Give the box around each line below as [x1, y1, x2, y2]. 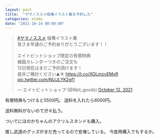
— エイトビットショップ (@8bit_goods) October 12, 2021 [17, 87, 133, 93]
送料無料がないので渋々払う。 [5, 108, 65, 114]
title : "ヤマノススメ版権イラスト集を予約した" [5, 12, 94, 17]
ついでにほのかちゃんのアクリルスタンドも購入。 [5, 118, 104, 124]
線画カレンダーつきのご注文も [17, 59, 78, 65]
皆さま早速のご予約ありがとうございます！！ [17, 41, 108, 47]
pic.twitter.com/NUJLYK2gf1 [17, 77, 75, 83]
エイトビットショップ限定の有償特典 [17, 53, 91, 59]
